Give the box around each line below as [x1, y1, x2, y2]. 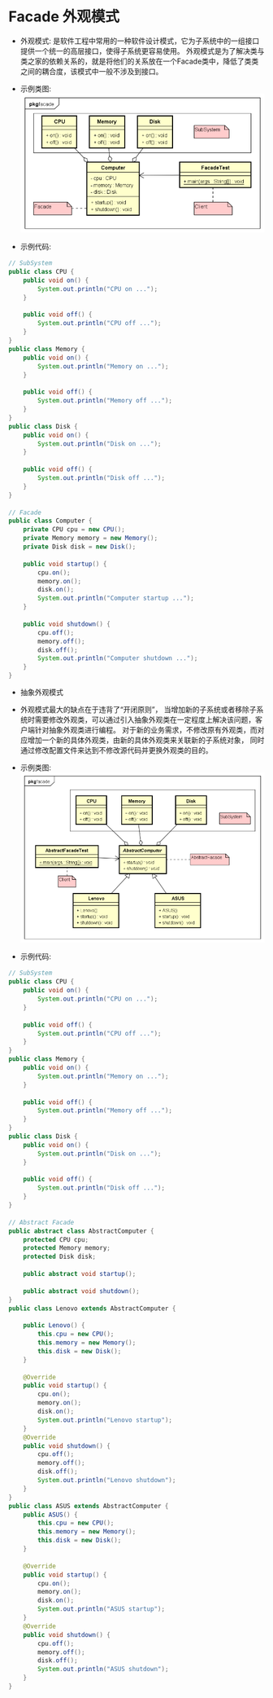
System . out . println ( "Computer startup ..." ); [37, 594, 195, 603]
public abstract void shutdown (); [23, 1287, 140, 1295]
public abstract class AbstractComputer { [8, 1227, 154, 1235]
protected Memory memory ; [23, 1244, 111, 1252]
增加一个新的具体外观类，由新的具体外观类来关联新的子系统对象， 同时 [27, 735, 265, 746]
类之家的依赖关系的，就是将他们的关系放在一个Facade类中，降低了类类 [19, 56, 259, 66]
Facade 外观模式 [8, 7, 120, 26]
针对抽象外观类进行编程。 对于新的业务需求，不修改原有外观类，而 [34, 725, 258, 735]
